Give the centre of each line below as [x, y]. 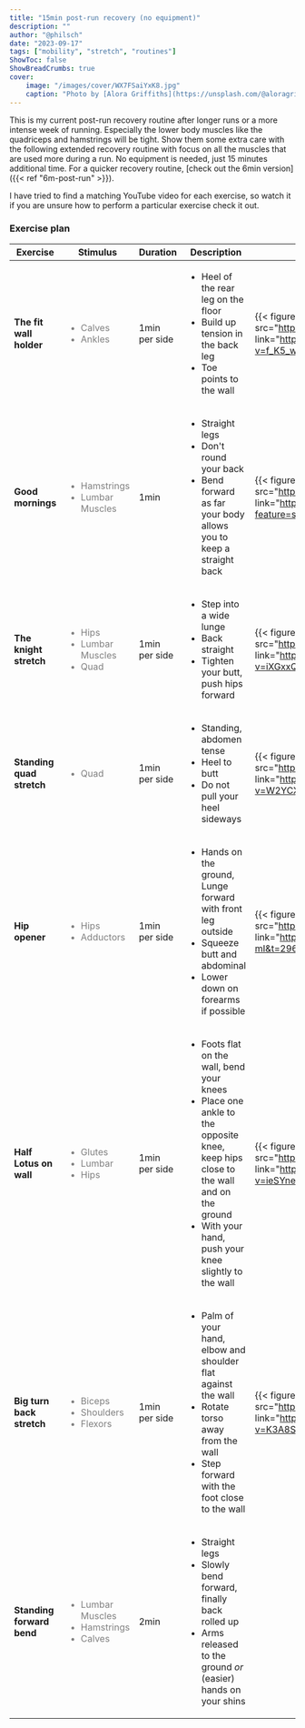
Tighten [217, 660]
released [220, 1644]
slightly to [222, 1271]
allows [215, 526]
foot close [222, 1497]
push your [223, 1249]
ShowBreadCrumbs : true [52, 69]
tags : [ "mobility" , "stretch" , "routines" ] [93, 52]
